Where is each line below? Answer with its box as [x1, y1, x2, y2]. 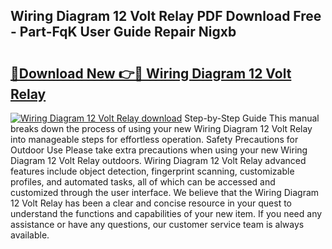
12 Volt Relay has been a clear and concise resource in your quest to [10, 197, 292, 209]
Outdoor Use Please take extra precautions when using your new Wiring [10, 144, 308, 156]
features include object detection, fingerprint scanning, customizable [10, 165, 295, 177]
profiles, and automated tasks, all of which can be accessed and [10, 176, 276, 188]
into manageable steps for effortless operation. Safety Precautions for [10, 134, 299, 145]
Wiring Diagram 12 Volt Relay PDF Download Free [10, 8, 322, 25]
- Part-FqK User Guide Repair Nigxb [10, 24, 237, 41]
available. [10, 229, 50, 241]
